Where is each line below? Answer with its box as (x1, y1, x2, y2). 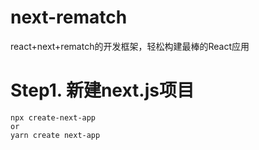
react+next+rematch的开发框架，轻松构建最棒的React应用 (10, 40, 250, 52)
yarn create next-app (10, 130, 101, 140)
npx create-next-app (10, 112, 97, 123)
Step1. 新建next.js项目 (10, 79, 195, 102)
